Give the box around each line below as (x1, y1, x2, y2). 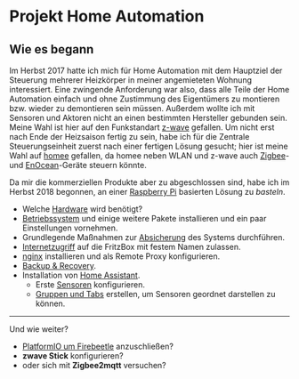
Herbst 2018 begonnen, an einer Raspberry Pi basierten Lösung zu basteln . (9, 187, 287, 197)
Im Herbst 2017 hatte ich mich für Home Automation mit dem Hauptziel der (9, 65, 283, 76)
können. (35, 298, 66, 309)
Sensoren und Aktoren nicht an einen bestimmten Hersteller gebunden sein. (9, 113, 287, 123)
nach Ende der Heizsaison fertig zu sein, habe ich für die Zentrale (9, 132, 250, 141)
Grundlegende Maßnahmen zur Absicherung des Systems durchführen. (21, 232, 285, 242)
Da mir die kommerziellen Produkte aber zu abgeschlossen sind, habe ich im (9, 177, 290, 188)
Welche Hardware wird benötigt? (21, 204, 143, 214)
